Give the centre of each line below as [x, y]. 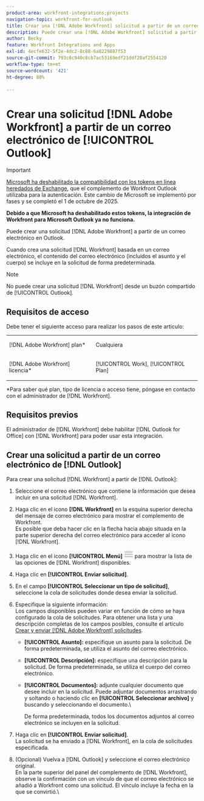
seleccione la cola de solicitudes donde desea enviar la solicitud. [96, 593]
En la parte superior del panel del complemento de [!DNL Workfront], [101, 772]
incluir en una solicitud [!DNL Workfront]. [66, 498]
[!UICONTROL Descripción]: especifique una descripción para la [106, 660]
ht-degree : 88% [25, 77]
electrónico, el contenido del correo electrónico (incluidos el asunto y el [96, 256]
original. [25, 766]
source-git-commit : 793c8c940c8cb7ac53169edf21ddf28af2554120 [87, 58]
